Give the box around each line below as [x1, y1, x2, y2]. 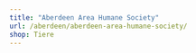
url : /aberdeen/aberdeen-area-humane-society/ [9, 22, 188, 31]
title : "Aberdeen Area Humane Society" [9, 13, 160, 22]
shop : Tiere [9, 30, 54, 39]
